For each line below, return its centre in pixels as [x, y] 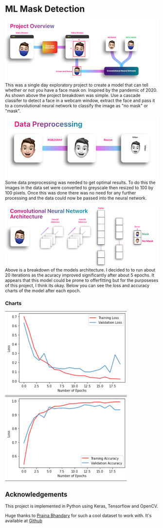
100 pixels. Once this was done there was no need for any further [71, 193]
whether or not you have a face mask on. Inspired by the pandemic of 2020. [81, 90]
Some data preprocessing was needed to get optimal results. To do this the [80, 183]
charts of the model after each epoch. [43, 291]
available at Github [24, 521]
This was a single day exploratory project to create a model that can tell [77, 85]
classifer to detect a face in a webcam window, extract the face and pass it [80, 100]
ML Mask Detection [45, 9]
